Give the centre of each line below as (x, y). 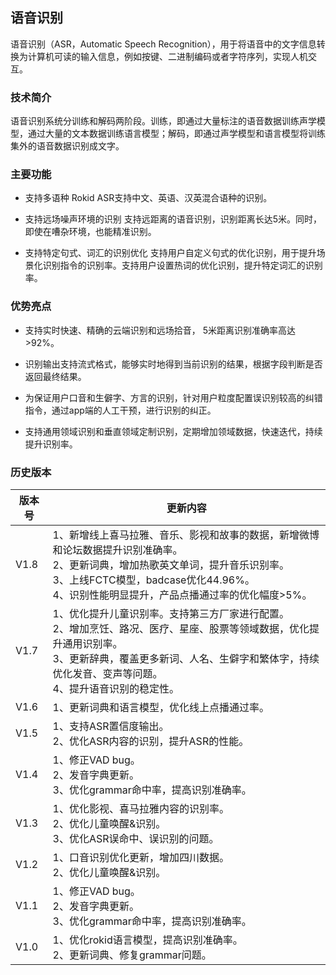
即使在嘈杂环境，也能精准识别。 (90, 232)
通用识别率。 (92, 643)
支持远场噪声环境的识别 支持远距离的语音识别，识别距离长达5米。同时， (173, 219)
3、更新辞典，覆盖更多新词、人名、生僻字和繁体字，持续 (186, 658)
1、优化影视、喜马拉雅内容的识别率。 (141, 808)
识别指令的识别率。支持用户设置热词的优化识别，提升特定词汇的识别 (182, 265)
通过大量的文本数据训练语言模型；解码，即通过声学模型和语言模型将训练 (176, 134)
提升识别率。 (51, 444)
